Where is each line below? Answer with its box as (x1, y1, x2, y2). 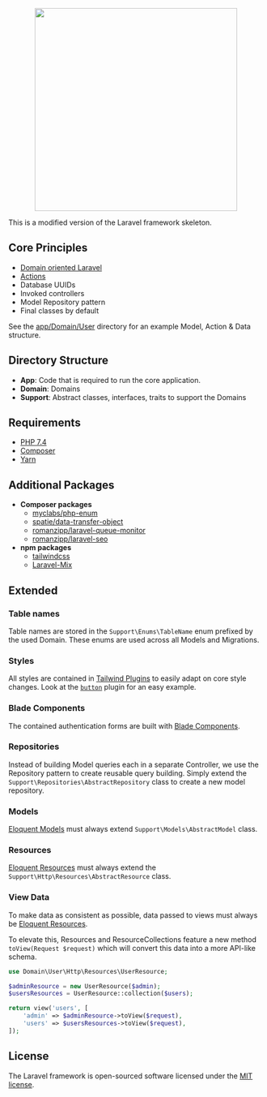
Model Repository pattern (19, 297, 106, 307)
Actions (19, 271, 46, 281)
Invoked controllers (19, 288, 85, 298)
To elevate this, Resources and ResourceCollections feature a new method (8, 934, 257, 944)
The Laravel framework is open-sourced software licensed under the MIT (8, 1071, 253, 1081)
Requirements (8, 416, 81, 430)
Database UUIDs (19, 280, 76, 290)
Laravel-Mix (32, 560, 73, 570)
